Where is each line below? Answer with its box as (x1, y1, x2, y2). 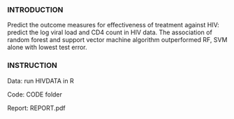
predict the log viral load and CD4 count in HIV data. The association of (7, 28, 213, 36)
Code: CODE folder (7, 90, 63, 99)
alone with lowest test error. (7, 43, 87, 52)
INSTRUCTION (7, 61, 57, 71)
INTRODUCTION (7, 5, 64, 15)
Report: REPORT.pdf (7, 104, 66, 112)
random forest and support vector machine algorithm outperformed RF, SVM (7, 36, 228, 44)
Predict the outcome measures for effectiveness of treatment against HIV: (7, 21, 219, 29)
